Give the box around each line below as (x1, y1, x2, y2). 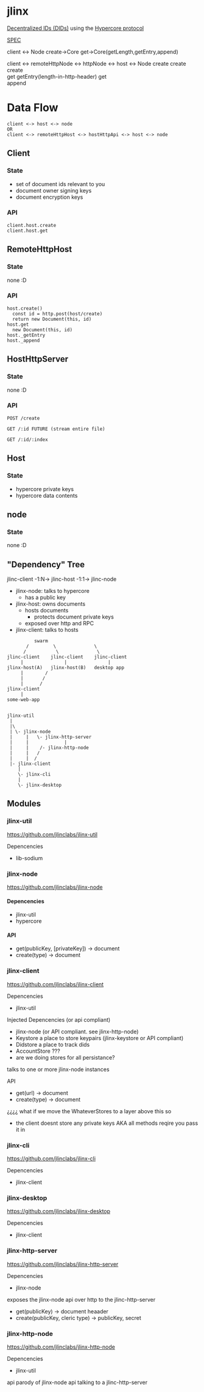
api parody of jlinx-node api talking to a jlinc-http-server (7, 1379, 148, 1386)
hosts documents (24, 607, 69, 614)
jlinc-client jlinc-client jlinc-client (7, 654, 127, 660)
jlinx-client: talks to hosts (15, 626, 79, 634)
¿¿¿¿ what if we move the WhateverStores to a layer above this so (7, 1107, 172, 1114)
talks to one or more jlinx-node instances (7, 1066, 110, 1073)
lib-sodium (15, 854, 43, 861)
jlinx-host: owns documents (15, 600, 86, 608)
